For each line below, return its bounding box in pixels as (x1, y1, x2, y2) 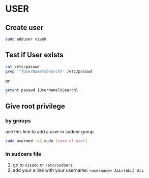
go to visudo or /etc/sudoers (12, 162, 73, 168)
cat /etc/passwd (5, 64, 40, 69)
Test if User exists (5, 51, 64, 59)
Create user (5, 23, 44, 32)
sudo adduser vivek (5, 37, 47, 42)
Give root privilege (5, 102, 65, 111)
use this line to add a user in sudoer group (5, 129, 94, 134)
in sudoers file (5, 150, 42, 157)
